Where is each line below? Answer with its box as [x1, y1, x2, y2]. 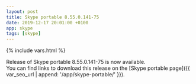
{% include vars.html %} [6, 47, 66, 54]
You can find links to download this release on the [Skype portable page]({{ [6, 64, 191, 72]
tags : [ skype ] [6, 31, 41, 37]
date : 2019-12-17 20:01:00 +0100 [6, 20, 89, 25]
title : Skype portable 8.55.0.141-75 [6, 14, 99, 20]
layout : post [6, 8, 38, 15]
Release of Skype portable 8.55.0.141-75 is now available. [6, 59, 146, 66]
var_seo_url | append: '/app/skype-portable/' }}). [6, 71, 126, 78]
